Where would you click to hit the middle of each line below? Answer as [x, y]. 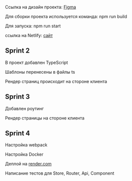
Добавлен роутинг [24, 108]
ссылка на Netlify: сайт [29, 35]
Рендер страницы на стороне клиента [45, 118]
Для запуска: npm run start [33, 26]
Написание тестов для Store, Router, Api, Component [60, 173]
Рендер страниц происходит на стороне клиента [56, 81]
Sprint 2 [18, 51]
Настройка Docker [24, 154]
